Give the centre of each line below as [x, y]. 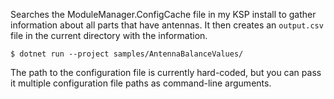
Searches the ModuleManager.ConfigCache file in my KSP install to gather [163, 14]
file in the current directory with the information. [109, 35]
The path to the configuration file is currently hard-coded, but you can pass [166, 72]
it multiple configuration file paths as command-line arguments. [141, 83]
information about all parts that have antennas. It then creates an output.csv [167, 25]
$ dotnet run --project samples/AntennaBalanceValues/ [127, 54]
